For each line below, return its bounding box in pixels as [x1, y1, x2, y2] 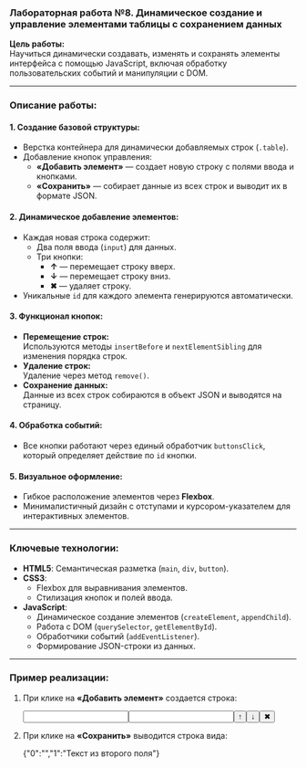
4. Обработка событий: [9, 420, 103, 431]
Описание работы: [9, 99, 97, 111]
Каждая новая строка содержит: [22, 231, 151, 243]
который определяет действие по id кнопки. [22, 450, 198, 461]
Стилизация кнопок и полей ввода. [36, 592, 173, 603]
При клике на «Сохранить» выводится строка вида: [22, 730, 228, 741]
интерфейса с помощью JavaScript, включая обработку [9, 58, 228, 69]
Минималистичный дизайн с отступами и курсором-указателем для [22, 500, 291, 512]
